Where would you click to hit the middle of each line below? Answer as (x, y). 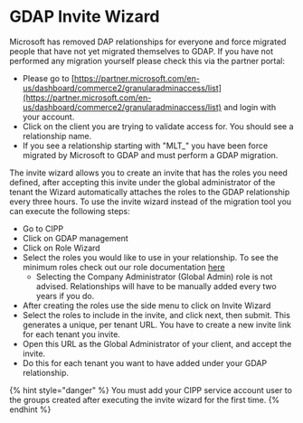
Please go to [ (48, 78)
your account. (48, 117)
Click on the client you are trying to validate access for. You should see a (158, 126)
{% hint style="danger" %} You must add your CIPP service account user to (151, 390)
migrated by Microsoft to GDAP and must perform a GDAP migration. (150, 155)
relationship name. (57, 136)
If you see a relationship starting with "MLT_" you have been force (145, 146)
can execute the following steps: (70, 211)
